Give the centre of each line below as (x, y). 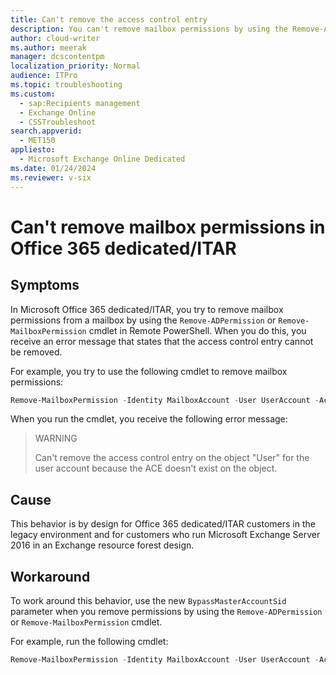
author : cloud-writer (55, 38)
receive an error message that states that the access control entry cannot (162, 341)
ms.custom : (33, 94)
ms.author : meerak (48, 47)
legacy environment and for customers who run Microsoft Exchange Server (165, 535)
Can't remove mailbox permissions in (168, 227)
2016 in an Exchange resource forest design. (102, 545)
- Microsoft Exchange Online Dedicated (102, 159)
